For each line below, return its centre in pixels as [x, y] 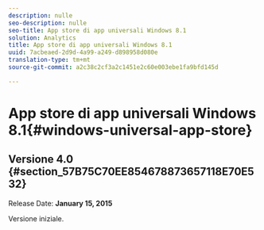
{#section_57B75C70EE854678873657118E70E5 [131, 172]
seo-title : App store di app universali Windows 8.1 [97, 30]
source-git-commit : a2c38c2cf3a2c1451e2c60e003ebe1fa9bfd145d [113, 67]
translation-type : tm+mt [49, 60]
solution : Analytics [43, 38]
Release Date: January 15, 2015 [60, 203]
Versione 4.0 [41, 159]
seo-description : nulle [48, 23]
